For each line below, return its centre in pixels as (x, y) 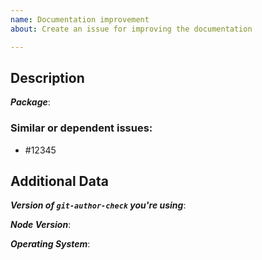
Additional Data (59, 181)
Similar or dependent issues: (81, 128)
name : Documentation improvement (80, 19)
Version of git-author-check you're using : (98, 205)
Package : (30, 102)
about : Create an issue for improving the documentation (131, 29)
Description (47, 77)
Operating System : (50, 244)
